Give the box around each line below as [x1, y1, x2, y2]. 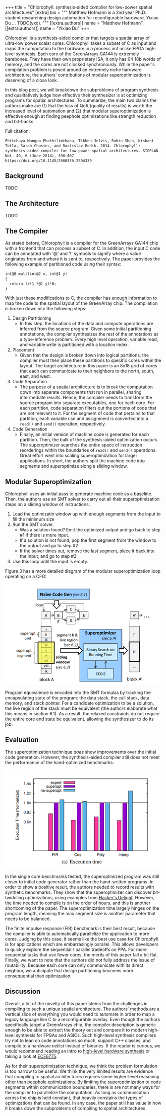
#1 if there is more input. [19, 532, 69, 538]
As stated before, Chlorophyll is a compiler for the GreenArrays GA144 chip [5, 240, 159, 246]
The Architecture [5, 199, 59, 208]
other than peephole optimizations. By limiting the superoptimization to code [5, 1079, 161, 1085]
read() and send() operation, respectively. [19, 421, 106, 427]
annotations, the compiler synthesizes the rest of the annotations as [19, 331, 159, 337]
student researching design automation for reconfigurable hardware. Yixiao [5, 15, 159, 20]
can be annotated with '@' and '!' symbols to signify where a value [5, 251, 141, 257]
